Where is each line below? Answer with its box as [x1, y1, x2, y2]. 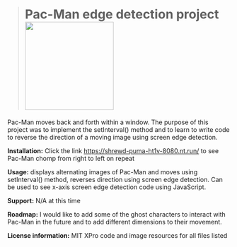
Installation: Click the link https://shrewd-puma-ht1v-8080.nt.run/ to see [7, 146, 219, 155]
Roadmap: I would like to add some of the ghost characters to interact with [7, 210, 226, 218]
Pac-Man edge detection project [24, 6, 219, 23]
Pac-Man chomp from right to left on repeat [7, 154, 135, 162]
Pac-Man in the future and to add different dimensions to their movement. [7, 217, 223, 226]
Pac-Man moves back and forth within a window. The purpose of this [7, 118, 209, 126]
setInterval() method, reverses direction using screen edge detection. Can [7, 175, 223, 183]
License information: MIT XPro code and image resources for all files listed [7, 231, 228, 239]
